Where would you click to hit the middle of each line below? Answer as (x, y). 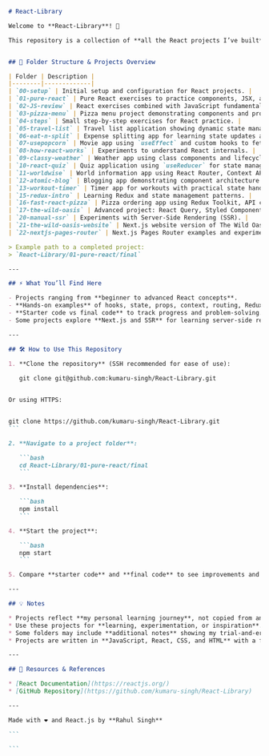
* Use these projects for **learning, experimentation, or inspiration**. (136, 625)
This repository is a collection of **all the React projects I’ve (123, 40)
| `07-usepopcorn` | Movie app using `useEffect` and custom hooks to (128, 143)
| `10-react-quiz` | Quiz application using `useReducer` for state (125, 166)
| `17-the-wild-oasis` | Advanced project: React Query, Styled (118, 211)
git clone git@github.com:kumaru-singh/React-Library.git (118, 379)
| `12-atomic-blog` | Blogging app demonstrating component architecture (134, 180)
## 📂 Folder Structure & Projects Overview (82, 62)
